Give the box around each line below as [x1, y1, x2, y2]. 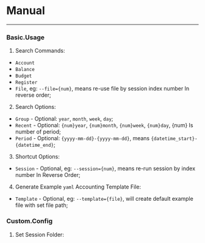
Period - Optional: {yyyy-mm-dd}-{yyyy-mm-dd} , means [15, 135, 150, 142]
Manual [6, 4, 46, 18]
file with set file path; [15, 201, 68, 209]
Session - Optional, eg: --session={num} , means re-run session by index [15, 165, 196, 172]
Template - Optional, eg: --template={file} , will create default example [15, 195, 193, 203]
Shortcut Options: [15, 153, 60, 160]
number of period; [15, 128, 61, 135]
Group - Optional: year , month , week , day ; [15, 115, 113, 122]
